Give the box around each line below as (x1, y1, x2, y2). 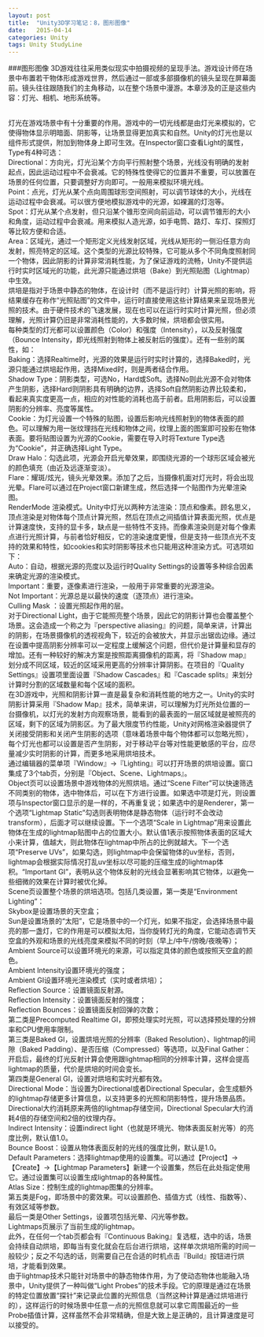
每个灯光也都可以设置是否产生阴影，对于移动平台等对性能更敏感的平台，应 (8, 739, 249, 749)
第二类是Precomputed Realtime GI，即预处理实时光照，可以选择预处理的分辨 (8, 1015, 256, 1025)
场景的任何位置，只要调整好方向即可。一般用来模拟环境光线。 (8, 177, 208, 187)
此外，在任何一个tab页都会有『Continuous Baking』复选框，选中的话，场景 (8, 1231, 252, 1242)
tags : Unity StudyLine (8, 41, 82, 49)
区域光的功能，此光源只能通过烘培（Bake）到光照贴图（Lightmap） (35, 266, 254, 276)
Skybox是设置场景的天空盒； (8, 907, 101, 916)
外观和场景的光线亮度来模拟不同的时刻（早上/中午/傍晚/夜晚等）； (28, 936, 240, 946)
